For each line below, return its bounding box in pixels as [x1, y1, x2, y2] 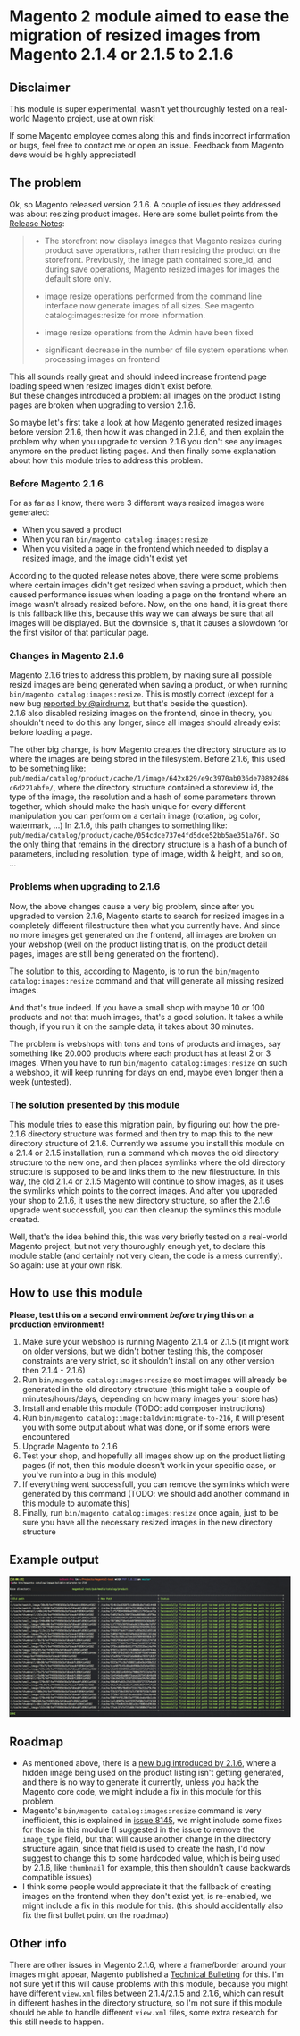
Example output [9, 1552, 100, 1567]
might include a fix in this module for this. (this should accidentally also [21, 1900, 284, 1911]
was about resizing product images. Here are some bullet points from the [9, 208, 279, 219]
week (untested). [9, 1076, 72, 1087]
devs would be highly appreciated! [9, 149, 137, 160]
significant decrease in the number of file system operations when [44, 344, 289, 355]
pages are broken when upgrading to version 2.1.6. [9, 400, 196, 410]
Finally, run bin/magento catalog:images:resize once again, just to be [21, 1507, 279, 1517]
